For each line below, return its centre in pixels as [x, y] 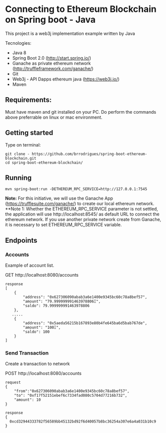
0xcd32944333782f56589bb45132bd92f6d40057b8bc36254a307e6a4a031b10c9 [83, 422]
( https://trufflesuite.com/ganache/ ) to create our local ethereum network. [80, 204]
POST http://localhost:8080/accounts [43, 373]
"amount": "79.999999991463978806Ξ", [62, 301]
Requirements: [28, 100]
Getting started [29, 133]
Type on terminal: [23, 144]
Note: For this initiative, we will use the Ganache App [59, 198]
